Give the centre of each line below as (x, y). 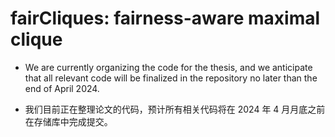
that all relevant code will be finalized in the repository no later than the (171, 78)
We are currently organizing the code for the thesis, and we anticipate (168, 67)
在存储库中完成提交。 (68, 121)
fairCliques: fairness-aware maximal (165, 18)
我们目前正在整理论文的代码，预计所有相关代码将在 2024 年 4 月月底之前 (175, 109)
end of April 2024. (62, 88)
